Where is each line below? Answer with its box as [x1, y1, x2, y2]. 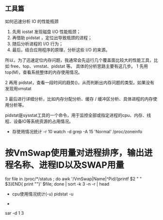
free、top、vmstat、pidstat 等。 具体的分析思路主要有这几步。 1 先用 [10, 63, 148, 69]
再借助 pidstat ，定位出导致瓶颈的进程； [12, 34, 92, 40]
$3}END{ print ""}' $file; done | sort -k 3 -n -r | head [5, 181, 110, 187]
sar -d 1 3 [5, 210, 24, 216]
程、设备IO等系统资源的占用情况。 [5, 118, 74, 124]
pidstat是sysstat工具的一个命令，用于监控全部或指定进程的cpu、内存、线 [5, 112, 151, 118]
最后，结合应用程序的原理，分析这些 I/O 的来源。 [12, 47, 110, 52]
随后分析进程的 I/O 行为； [12, 41, 64, 47]
